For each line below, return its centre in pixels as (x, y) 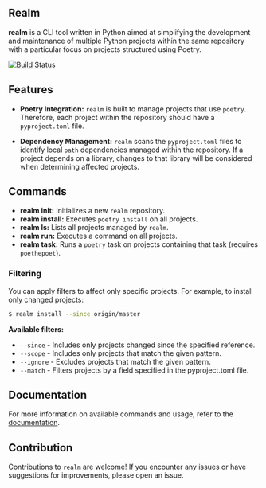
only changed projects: (46, 299)
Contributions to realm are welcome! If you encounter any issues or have (127, 467)
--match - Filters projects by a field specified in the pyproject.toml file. (134, 370)
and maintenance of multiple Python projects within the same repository (127, 41)
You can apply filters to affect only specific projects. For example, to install (131, 291)
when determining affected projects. (79, 166)
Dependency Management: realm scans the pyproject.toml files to (131, 141)
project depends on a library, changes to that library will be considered (136, 158)
